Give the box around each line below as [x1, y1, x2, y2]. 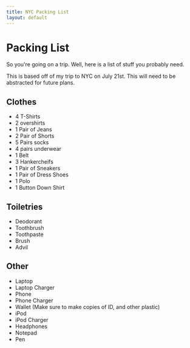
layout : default [6, 15, 47, 21]
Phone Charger [15, 296, 53, 304]
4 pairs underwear [15, 145, 62, 153]
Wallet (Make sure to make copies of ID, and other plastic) [15, 303, 160, 310]
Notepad [15, 329, 38, 336]
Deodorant [15, 218, 42, 225]
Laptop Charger [15, 284, 55, 291]
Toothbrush [15, 224, 44, 232]
